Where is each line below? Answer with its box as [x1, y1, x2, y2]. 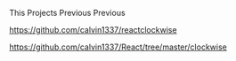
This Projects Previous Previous [9, 8, 126, 18]
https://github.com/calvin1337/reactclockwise [9, 25, 177, 34]
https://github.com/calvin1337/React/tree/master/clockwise [9, 42, 227, 52]
